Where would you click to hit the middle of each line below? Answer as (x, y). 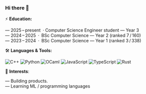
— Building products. (26, 81)
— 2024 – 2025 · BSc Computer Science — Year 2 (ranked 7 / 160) (73, 35)
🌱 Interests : (17, 71)
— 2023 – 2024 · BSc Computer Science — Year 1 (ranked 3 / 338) (73, 41)
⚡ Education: (19, 19)
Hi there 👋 (17, 8)
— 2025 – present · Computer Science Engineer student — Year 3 (72, 30)
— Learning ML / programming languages (48, 86)
